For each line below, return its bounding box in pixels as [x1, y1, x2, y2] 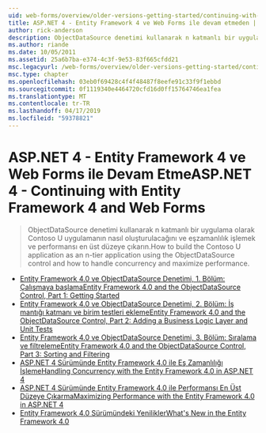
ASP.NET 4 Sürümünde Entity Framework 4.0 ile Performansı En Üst [19, 382, 241, 392]
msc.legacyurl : [8, 63, 59, 71]
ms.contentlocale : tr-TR [8, 100, 90, 107]
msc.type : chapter [8, 70, 69, 78]
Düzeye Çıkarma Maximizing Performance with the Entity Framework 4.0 [19, 391, 255, 401]
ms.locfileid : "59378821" [8, 115, 93, 122]
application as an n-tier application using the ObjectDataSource [27, 250, 235, 259]
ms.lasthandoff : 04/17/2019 [8, 107, 101, 115]
